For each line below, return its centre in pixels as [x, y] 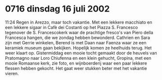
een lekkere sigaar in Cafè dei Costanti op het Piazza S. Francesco [72, 27]
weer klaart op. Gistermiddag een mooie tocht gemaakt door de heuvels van [81, 53]
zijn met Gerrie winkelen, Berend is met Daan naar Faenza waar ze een [76, 42]
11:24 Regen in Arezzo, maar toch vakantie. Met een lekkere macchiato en [79, 22]
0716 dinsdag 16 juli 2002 [57, 9]
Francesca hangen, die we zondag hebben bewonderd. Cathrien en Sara [78, 38]
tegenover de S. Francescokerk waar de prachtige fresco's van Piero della [79, 32]
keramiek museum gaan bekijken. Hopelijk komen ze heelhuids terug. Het [78, 48]
